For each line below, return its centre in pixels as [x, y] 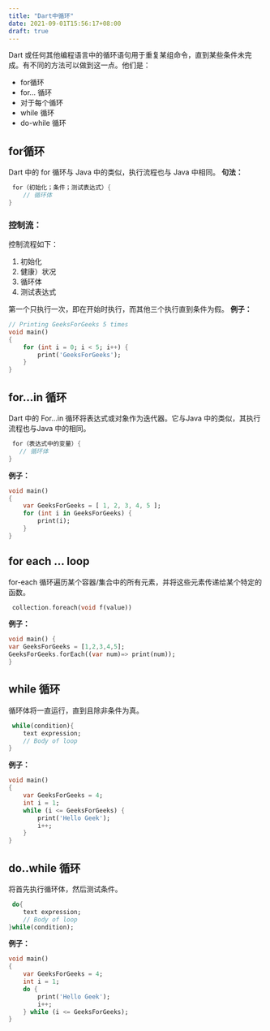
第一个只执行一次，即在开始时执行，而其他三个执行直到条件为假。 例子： [130, 309]
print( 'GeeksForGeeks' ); [79, 355]
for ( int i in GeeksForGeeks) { [77, 513]
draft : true [28, 31]
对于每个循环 [41, 103]
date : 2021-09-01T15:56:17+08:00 [65, 24]
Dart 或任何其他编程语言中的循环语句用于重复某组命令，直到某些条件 [123, 55]
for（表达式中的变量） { [46, 444]
